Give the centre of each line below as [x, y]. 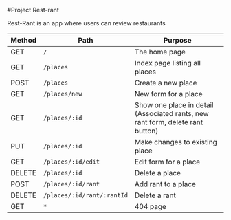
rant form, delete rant [169, 122]
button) [146, 131]
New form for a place [168, 94]
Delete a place [157, 173]
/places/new [63, 94]
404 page [151, 207]
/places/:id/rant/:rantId [86, 195]
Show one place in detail [174, 105]
